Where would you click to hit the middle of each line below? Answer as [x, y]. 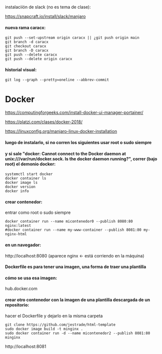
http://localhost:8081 [26, 346]
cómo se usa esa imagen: [31, 278]
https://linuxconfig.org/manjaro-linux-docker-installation [61, 131]
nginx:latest [18, 226]
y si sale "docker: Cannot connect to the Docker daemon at [66, 153]
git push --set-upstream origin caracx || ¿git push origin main [72, 38]
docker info [17, 191]
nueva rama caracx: [25, 27]
